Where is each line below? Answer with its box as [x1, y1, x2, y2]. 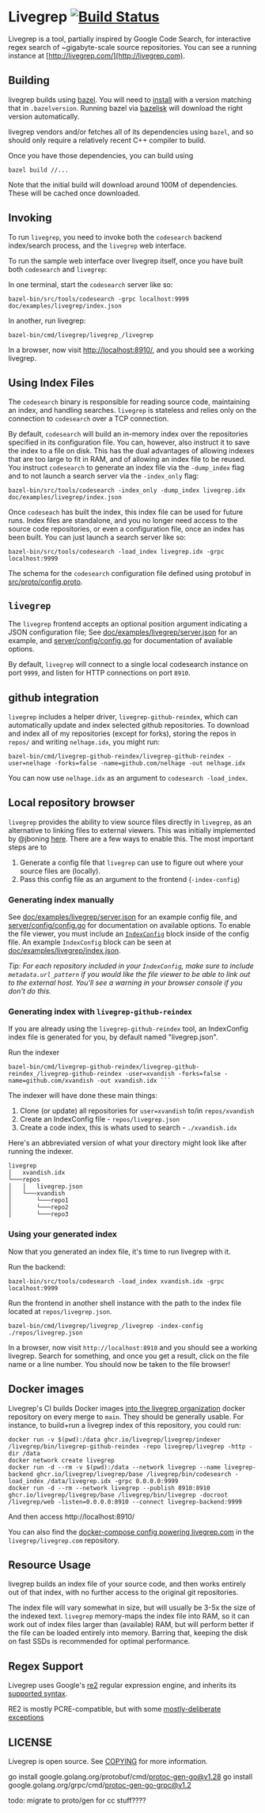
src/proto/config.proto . [8, 577, 83, 587]
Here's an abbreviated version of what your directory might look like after [8, 1138, 247, 1148]
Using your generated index [8, 1228, 117, 1240]
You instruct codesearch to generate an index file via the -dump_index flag [8, 463, 245, 472]
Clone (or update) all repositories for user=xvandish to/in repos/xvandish [19, 1106, 255, 1115]
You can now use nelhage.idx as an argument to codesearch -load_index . [8, 774, 248, 782]
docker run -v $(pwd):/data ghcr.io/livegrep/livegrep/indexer [8, 1436, 221, 1444]
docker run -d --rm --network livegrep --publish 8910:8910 [8, 1484, 211, 1492]
